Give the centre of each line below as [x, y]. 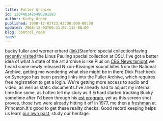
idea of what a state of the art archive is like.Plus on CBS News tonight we [80, 61]
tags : [11, 37]
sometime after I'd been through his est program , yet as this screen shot [78, 97]
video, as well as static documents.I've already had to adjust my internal [78, 87]
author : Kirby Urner [26, 19]
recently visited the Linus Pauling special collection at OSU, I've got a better [82, 56]
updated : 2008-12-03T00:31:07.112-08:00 [47, 28]
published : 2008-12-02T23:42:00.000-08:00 [49, 23]
